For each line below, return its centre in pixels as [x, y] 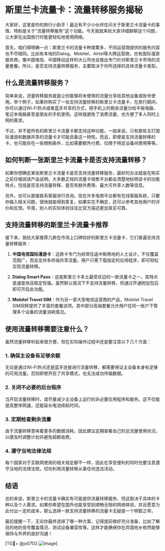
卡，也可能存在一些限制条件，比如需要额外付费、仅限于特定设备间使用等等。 [82, 143]
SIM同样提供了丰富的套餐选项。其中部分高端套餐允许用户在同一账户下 [83, 306]
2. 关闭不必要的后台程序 [33, 388]
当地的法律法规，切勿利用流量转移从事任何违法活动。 [63, 469]
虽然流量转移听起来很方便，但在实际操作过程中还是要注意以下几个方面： [78, 342]
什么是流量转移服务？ [37, 83]
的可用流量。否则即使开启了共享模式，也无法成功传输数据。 [65, 373]
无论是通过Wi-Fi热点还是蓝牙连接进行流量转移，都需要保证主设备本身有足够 [82, 367]
